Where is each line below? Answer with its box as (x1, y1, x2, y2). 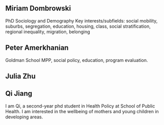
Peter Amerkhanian (5, 44, 69, 52)
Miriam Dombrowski (5, 4, 71, 13)
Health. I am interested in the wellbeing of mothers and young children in (5, 108, 159, 114)
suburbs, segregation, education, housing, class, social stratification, (5, 23, 151, 29)
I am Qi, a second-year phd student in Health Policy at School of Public (5, 102, 155, 109)
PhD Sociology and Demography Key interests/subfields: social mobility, (5, 17, 158, 24)
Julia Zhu (5, 72, 36, 81)
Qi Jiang (5, 89, 32, 98)
